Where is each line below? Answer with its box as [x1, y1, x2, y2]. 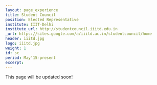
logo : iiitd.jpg [5, 41, 40, 46]
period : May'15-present [5, 55, 56, 60]
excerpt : [5, 60, 24, 65]
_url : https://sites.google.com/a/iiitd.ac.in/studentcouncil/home [5, 31, 152, 36]
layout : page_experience [5, 7, 58, 13]
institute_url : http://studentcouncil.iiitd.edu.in [5, 27, 118, 32]
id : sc [5, 50, 19, 55]
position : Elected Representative [5, 17, 79, 22]
